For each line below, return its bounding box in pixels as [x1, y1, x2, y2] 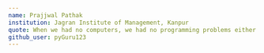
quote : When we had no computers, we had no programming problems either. [8, 26, 260, 34]
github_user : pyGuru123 [8, 33, 87, 41]
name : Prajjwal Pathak [8, 11, 83, 19]
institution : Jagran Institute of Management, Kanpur [8, 19, 190, 26]
